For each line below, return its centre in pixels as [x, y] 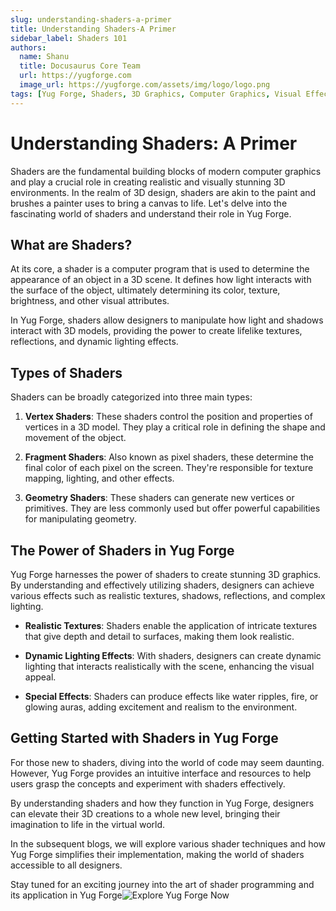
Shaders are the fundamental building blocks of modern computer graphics [166, 171]
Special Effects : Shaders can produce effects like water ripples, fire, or [171, 696]
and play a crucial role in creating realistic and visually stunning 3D [148, 182]
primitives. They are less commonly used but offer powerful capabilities [172, 508]
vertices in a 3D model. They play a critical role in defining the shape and [175, 427]
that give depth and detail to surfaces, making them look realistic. [159, 636]
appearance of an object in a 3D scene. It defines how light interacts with [161, 280]
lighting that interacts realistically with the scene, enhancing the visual [169, 666]
